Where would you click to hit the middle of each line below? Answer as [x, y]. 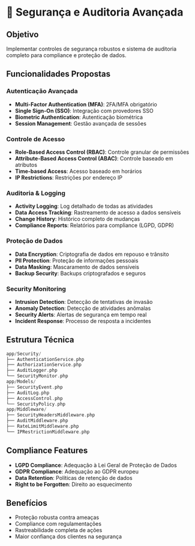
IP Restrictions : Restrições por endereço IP [69, 177]
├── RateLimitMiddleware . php [43, 426]
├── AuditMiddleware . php [37, 421]
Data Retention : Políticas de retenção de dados [74, 478]
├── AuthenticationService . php [45, 359]
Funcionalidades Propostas [58, 74]
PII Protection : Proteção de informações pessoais [76, 260]
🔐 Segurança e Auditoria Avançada [95, 12]
